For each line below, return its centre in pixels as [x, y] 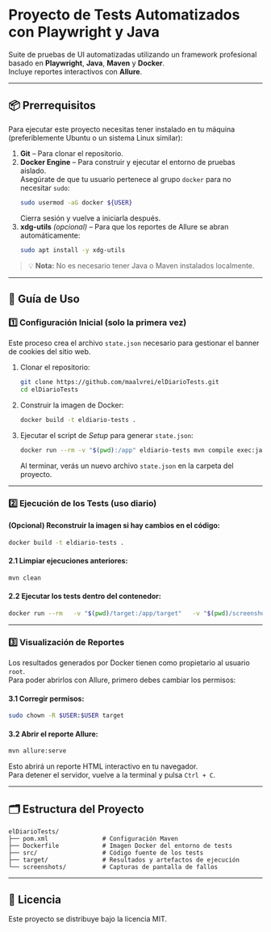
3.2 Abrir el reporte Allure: [53, 734]
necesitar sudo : [45, 188]
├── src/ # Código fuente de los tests [106, 853]
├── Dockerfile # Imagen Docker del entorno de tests [120, 846]
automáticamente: [50, 235]
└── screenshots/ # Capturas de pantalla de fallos [113, 867]
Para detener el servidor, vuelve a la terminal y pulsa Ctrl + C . [112, 775]
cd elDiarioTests [49, 390]
